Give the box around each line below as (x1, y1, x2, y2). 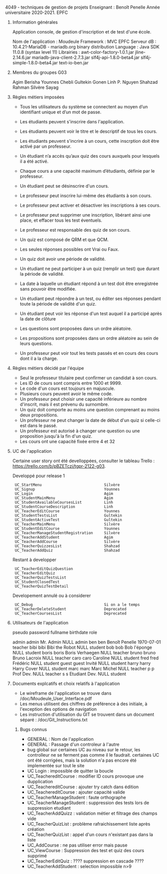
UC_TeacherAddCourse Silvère (14, 539, 120, 544)
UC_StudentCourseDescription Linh (14, 504, 113, 509)
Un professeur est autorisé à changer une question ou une (19, 428, 141, 434)
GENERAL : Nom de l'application (27, 736, 94, 742)
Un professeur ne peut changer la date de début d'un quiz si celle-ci (19, 417, 161, 423)
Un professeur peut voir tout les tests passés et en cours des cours (19, 350, 159, 356)
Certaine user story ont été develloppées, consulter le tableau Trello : (12, 458, 155, 464)
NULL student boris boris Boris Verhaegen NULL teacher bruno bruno (12, 650, 156, 655)
